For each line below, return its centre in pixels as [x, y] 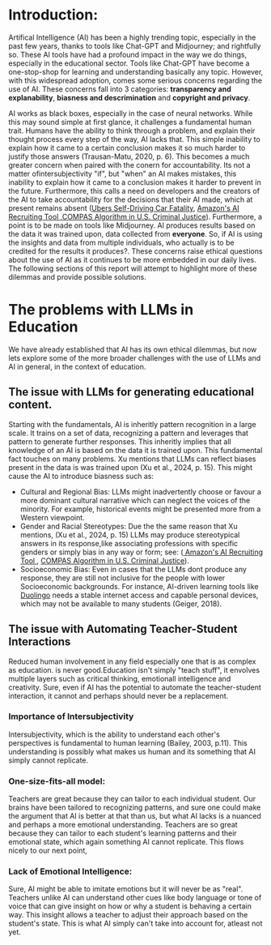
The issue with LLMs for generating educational [131, 392]
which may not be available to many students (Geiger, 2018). [121, 603]
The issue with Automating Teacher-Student [123, 629]
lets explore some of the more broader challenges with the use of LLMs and [135, 357]
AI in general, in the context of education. [77, 366]
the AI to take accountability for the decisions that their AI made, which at [131, 199]
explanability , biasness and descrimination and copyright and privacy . [129, 97]
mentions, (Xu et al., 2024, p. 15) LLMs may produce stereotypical [130, 535]
